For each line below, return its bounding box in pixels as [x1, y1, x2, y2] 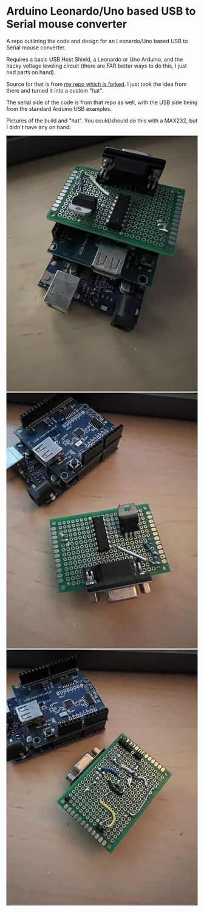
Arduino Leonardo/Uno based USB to [6, 4, 196, 18]
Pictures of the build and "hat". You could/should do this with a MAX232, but [6, 117, 198, 124]
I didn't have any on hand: [6, 123, 72, 130]
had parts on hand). [6, 68, 56, 76]
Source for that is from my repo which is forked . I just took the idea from [6, 80, 187, 88]
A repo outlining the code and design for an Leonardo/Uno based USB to [6, 37, 188, 44]
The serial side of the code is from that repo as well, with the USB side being [6, 99, 198, 106]
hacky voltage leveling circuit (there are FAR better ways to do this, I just [6, 62, 187, 69]
